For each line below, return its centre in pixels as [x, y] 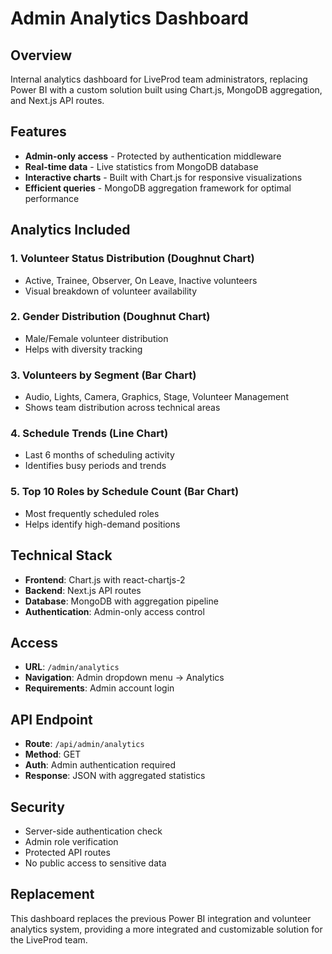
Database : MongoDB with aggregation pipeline [121, 601]
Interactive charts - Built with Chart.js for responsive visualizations [163, 177]
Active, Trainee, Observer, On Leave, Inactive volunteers [141, 280]
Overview [41, 55]
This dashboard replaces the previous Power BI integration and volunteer [161, 918]
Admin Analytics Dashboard [129, 18]
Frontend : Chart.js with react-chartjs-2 [105, 579]
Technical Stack [61, 555]
